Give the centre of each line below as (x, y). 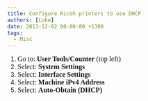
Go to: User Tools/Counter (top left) (69, 59)
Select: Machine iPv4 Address (61, 82)
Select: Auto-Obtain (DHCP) (60, 90)
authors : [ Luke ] (31, 20)
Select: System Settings (51, 67)
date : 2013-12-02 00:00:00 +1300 (56, 26)
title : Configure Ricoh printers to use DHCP (74, 13)
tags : (15, 33)
